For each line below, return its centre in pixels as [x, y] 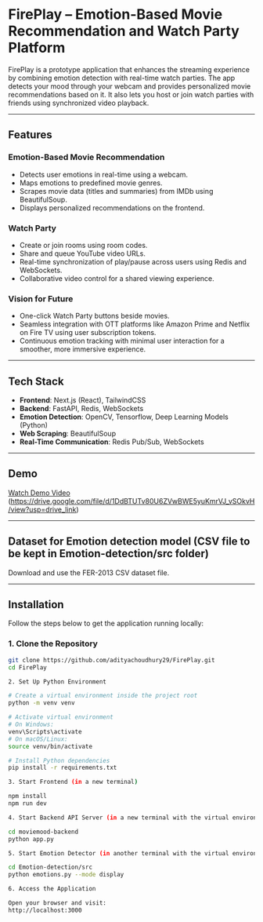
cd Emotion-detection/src [50, 867]
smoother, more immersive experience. [83, 349]
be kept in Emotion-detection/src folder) [108, 554]
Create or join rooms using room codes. [83, 245]
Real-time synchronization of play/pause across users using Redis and [133, 261]
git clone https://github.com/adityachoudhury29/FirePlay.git [112, 660]
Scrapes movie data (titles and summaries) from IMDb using [116, 191]
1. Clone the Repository [53, 643]
